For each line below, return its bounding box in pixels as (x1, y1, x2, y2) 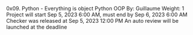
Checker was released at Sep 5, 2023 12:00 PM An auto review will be (6, 17, 179, 24)
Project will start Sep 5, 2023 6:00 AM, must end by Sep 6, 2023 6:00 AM (6, 11, 188, 18)
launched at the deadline (6, 23, 68, 30)
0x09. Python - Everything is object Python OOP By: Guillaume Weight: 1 (6, 5, 184, 12)
